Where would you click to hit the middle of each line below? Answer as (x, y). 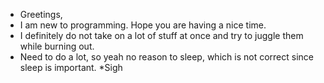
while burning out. (57, 46)
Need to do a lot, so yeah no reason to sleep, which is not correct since (166, 57)
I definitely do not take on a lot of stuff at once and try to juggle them (161, 35)
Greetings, (41, 14)
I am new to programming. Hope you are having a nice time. (143, 25)
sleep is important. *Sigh (71, 67)
